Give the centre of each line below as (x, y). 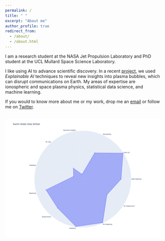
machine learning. (23, 92)
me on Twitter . (20, 106)
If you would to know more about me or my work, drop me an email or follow (82, 102)
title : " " (16, 16)
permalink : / (18, 10)
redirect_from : (21, 31)
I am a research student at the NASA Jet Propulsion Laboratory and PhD (78, 56)
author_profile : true (27, 26)
